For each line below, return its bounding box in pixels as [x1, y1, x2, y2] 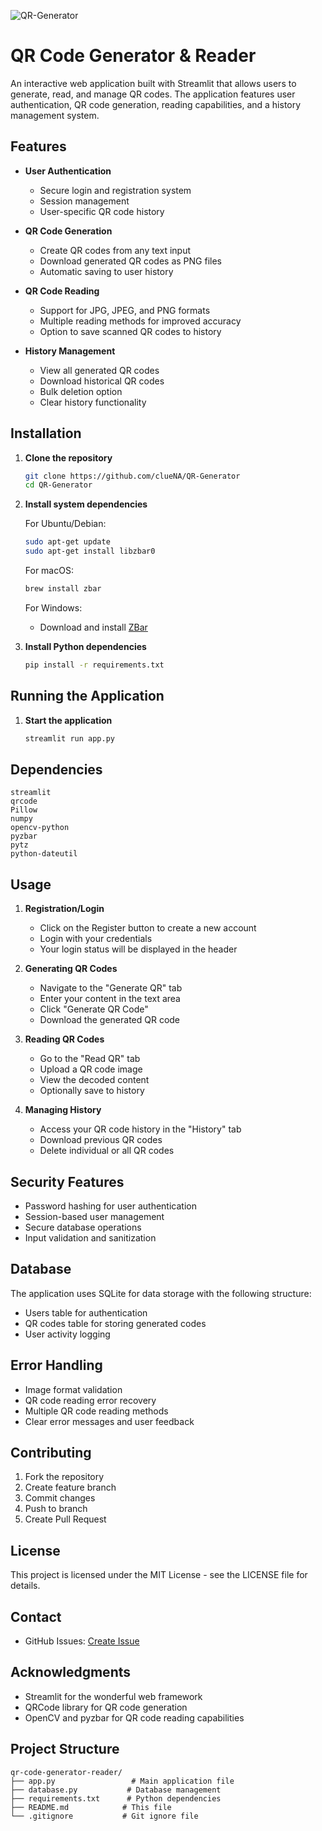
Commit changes [24, 1492, 96, 1504]
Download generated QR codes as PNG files [39, 255, 222, 267]
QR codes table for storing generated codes [24, 1317, 207, 1329]
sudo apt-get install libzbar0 [24, 546, 156, 557]
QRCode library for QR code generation [24, 1701, 188, 1713]
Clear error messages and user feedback [24, 1415, 195, 1427]
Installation [10, 425, 82, 442]
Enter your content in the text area [39, 993, 181, 1005]
